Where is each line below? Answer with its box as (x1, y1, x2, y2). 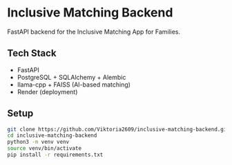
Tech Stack (7, 47, 57, 59)
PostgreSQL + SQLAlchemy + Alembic (17, 73, 126, 81)
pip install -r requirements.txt (7, 151, 104, 159)
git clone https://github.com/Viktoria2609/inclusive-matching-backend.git (7, 126, 230, 133)
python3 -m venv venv (7, 139, 70, 146)
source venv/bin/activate (7, 145, 81, 152)
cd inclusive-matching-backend (7, 132, 97, 139)
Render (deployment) (17, 87, 78, 96)
